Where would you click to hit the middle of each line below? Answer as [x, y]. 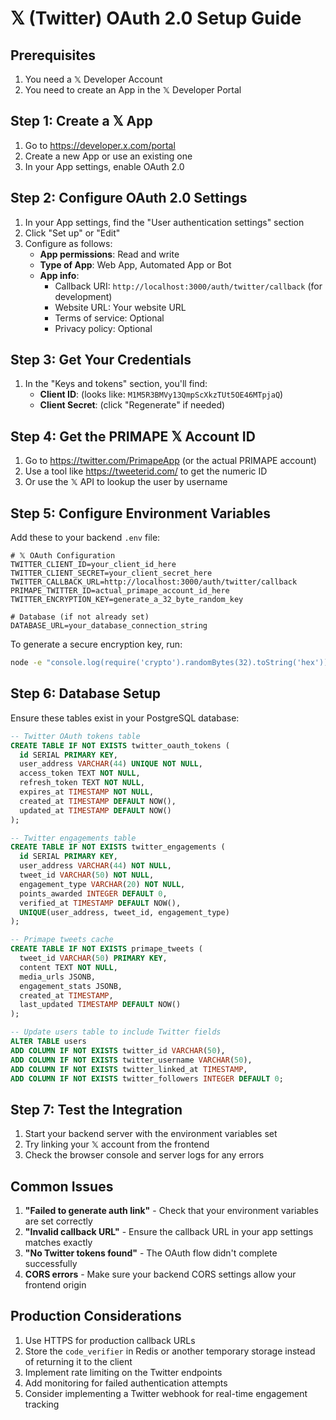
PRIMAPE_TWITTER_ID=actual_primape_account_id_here [120, 591]
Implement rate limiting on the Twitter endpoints [123, 1372]
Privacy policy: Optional [103, 328]
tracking [42, 1404]
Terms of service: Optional [109, 318]
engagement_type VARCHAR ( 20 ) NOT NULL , [102, 884]
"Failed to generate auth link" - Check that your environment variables [171, 1210]
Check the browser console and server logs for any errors [144, 1155]
